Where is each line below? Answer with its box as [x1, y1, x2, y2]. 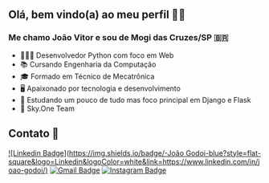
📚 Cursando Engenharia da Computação [19, 59, 157, 69]
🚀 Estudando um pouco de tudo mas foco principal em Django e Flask [19, 95, 251, 104]
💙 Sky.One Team [19, 104, 75, 113]
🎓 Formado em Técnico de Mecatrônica [19, 71, 155, 81]
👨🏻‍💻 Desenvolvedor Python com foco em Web [19, 50, 174, 60]
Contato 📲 [8, 127, 59, 140]
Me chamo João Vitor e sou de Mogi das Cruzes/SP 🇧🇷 [8, 32, 229, 43]
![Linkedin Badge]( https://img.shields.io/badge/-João [8, 148, 185, 157]
